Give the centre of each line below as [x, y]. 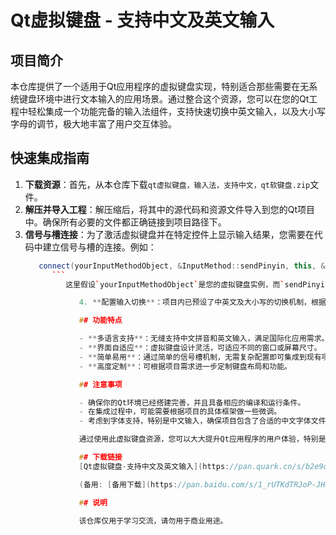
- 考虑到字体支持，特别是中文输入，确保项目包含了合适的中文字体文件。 [206, 421]
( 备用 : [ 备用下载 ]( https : [128, 484]
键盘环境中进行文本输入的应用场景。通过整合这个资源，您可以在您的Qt [164, 99]
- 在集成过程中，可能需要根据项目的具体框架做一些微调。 [180, 412]
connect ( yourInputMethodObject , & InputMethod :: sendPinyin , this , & [182, 266]
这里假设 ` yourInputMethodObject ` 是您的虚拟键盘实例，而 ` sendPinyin [197, 284]
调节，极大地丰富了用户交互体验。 [106, 124]
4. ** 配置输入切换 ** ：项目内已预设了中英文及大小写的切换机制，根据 [202, 302]
